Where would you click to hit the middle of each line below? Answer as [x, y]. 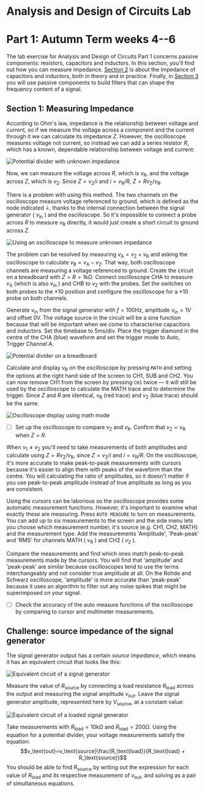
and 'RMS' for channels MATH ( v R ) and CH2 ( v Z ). [71, 541]
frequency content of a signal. [44, 89]
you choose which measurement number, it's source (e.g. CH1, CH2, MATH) [102, 527]
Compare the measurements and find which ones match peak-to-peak [95, 554]
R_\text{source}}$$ [103, 758]
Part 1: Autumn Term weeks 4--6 [91, 40]
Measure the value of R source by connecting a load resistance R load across [100, 686]
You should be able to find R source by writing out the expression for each [98, 768]
